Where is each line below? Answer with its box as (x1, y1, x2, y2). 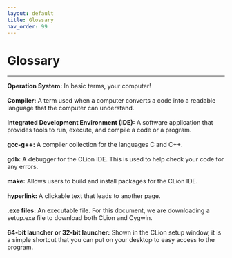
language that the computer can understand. (7, 104, 135, 112)
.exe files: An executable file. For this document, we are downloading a (7, 206, 210, 215)
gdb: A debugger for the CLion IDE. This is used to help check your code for (7, 155, 224, 163)
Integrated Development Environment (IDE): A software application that (7, 119, 213, 127)
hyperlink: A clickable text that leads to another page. (7, 192, 161, 200)
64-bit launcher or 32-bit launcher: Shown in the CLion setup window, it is (7, 228, 222, 237)
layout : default (7, 10, 54, 17)
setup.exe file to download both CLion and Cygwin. (7, 214, 153, 222)
